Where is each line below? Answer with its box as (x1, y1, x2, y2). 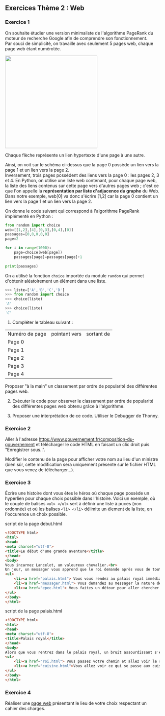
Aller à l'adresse (5, 436, 38, 442)
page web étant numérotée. (5, 45, 61, 51)
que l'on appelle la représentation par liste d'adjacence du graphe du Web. (5, 188, 160, 194)
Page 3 (7, 362, 25, 369)
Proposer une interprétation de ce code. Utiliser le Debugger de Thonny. (12, 413, 159, 418)
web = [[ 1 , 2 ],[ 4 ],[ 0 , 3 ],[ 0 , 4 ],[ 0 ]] (5, 227, 74, 232)
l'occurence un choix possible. (5, 511, 67, 517)
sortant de (86, 330, 110, 337)
